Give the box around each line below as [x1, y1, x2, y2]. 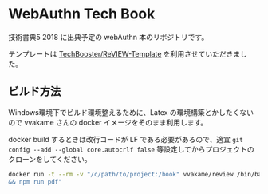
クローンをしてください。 [8, 154, 92, 164]
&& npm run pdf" [8, 177, 62, 186]
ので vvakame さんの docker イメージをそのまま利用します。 [8, 117, 208, 127]
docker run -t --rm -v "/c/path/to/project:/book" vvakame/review [8, 170, 234, 178]
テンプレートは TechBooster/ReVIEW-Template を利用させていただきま [8, 49, 241, 58]
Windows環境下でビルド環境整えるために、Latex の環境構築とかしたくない [8, 107, 254, 117]
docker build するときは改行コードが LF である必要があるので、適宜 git [8, 134, 243, 144]
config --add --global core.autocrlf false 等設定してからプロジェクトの [8, 145, 255, 154]
